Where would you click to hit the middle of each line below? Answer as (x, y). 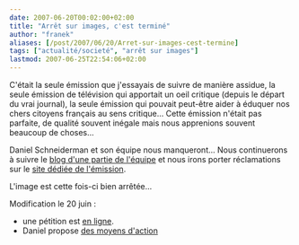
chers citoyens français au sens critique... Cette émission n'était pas (136, 114)
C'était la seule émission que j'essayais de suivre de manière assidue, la (142, 85)
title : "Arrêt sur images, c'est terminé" (90, 26)
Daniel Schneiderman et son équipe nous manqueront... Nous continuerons (149, 150)
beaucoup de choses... (52, 132)
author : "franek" (42, 34)
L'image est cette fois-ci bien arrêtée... (81, 186)
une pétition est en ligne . (68, 221)
